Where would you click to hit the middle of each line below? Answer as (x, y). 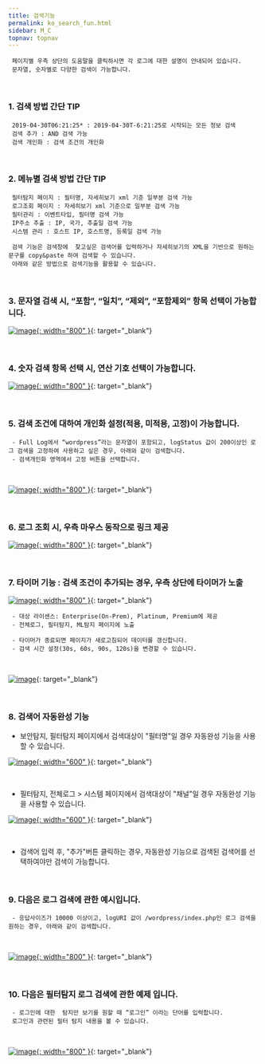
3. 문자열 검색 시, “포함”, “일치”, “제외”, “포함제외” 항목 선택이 (120, 301)
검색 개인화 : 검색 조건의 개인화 (58, 142)
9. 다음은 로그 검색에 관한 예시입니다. (74, 900)
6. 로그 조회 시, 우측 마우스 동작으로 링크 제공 (88, 527)
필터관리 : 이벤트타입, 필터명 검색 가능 (68, 215)
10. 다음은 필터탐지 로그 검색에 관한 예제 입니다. (94, 994)
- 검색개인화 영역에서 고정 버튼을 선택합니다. (76, 459)
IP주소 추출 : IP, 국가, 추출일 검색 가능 (72, 223)
